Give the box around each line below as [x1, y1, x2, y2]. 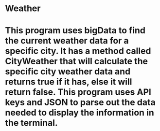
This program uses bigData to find [5, 25, 146, 36]
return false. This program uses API [5, 87, 152, 98]
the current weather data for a [5, 35, 129, 46]
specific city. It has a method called [5, 45, 151, 57]
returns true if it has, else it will [5, 76, 132, 87]
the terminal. [5, 117, 58, 129]
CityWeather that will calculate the [5, 56, 148, 67]
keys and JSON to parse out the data [5, 97, 156, 108]
